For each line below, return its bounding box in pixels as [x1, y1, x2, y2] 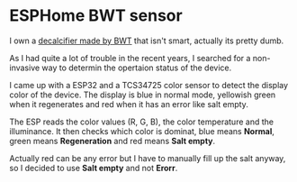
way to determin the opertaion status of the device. [41, 62, 232, 73]
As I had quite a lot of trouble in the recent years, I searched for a [9, 52, 251, 63]
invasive [9, 62, 40, 73]
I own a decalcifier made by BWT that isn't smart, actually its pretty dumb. [9, 35, 284, 46]
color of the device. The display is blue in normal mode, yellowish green [9, 89, 276, 100]
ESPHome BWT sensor [9, 5, 183, 26]
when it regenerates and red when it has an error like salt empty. [9, 98, 249, 109]
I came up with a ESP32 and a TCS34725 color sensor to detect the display [9, 79, 289, 90]
